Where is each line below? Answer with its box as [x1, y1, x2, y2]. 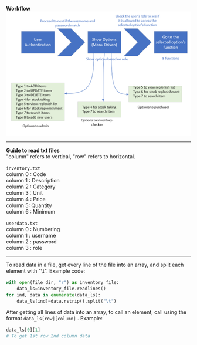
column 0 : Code [6, 170, 46, 178]
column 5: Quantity [6, 202, 52, 209]
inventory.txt [6, 165, 41, 171]
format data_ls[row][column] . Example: [6, 315, 103, 322]
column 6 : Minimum [6, 208, 56, 215]
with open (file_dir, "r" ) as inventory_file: [6, 279, 119, 285]
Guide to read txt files [6, 147, 60, 154]
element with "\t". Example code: [6, 267, 86, 275]
